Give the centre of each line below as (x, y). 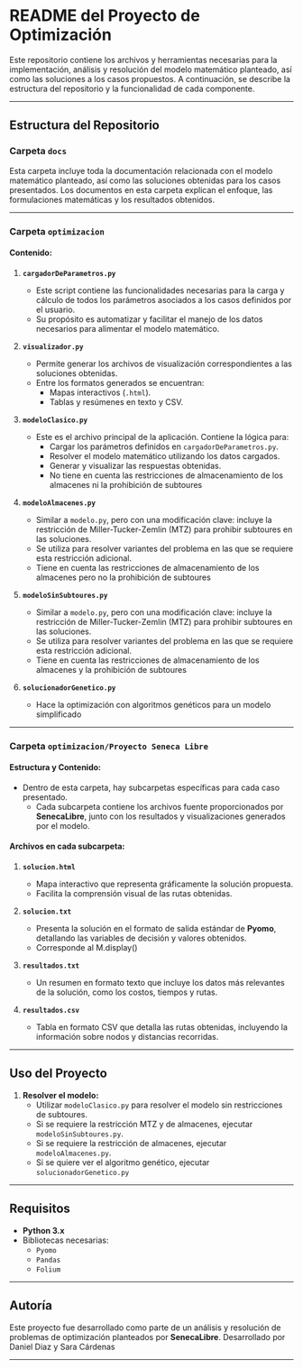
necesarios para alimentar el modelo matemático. (128, 328)
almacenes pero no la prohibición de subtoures (124, 577)
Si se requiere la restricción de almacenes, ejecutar (131, 1143)
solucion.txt (47, 912)
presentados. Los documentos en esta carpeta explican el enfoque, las (141, 189)
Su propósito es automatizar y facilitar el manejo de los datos (149, 319)
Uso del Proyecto (59, 1074)
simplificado (59, 714)
